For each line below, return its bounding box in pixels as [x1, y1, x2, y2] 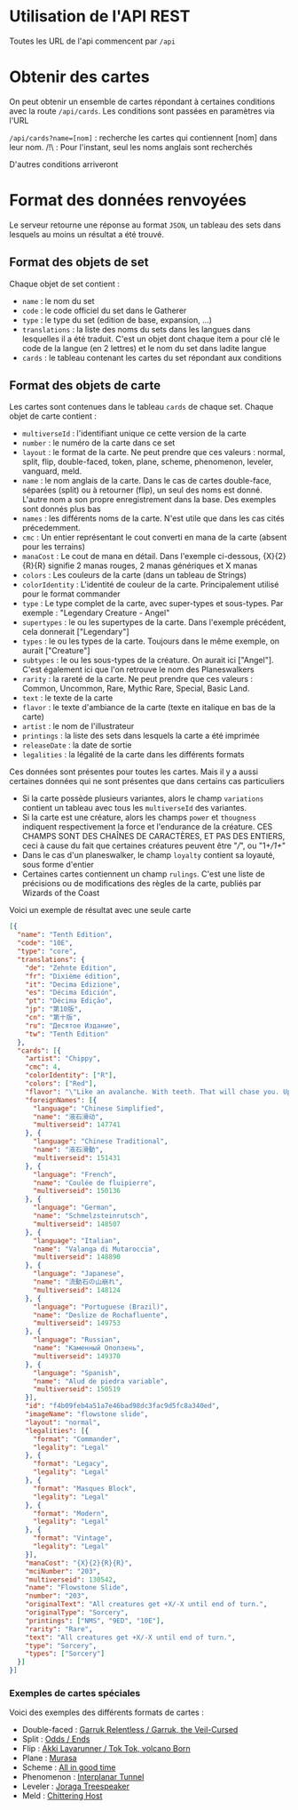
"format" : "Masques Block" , [32, 1484, 137, 1493]
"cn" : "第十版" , [25, 1013, 82, 1022]
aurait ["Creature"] [21, 645, 90, 656]
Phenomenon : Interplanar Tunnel [21, 1772, 145, 1782]
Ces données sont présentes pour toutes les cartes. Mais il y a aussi [9, 766, 259, 777]
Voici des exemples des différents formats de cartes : [9, 1707, 204, 1718]
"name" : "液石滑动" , [32, 1112, 104, 1121]
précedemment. [21, 523, 82, 533]
